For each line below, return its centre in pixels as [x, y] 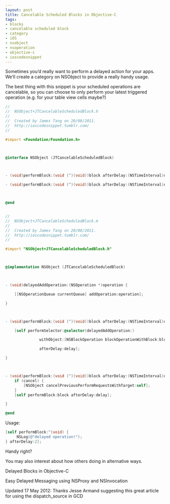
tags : [11, 19]
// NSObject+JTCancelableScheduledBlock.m [52, 221]
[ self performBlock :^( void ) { [37, 432]
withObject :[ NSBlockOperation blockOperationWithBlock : [99, 340]
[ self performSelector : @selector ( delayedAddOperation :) [75, 331]
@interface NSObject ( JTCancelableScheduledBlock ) [60, 158]
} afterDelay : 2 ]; [24, 442]
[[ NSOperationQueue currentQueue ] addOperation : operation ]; [79, 294]
